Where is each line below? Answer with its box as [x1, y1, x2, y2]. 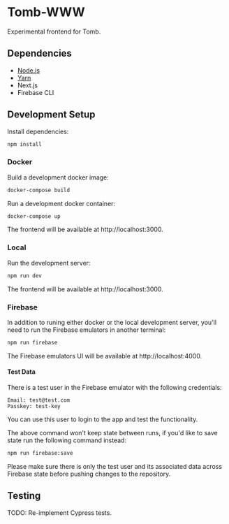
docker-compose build [7, 187, 71, 194]
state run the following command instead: [7, 436, 127, 444]
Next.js [17, 81, 38, 89]
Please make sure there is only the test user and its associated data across [7, 462, 222, 470]
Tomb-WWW [7, 4, 85, 20]
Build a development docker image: [7, 173, 110, 182]
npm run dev [7, 272, 42, 279]
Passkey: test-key [7, 403, 61, 410]
